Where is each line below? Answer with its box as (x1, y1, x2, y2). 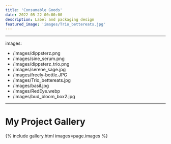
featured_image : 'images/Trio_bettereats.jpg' (5, 21, 106, 27)
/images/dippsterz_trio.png (12, 61, 70, 67)
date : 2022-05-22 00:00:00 (5, 12, 63, 17)
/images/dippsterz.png (12, 50, 61, 56)
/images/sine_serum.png (12, 55, 65, 62)
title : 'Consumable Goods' (5, 7, 63, 13)
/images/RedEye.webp (12, 88, 60, 94)
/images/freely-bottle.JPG (12, 72, 68, 78)
